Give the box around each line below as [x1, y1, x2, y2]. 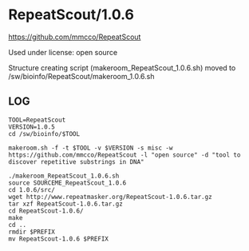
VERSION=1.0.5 [8, 122, 56, 131]
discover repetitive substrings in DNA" [8, 157, 145, 165]
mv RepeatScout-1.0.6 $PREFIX [8, 234, 109, 243]
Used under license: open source [8, 47, 118, 57]
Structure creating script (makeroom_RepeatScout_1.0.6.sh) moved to [8, 62, 236, 73]
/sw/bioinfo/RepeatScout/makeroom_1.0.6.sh [8, 71, 155, 81]
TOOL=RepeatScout [8, 116, 66, 124]
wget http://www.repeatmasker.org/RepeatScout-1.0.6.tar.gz [8, 193, 213, 201]
